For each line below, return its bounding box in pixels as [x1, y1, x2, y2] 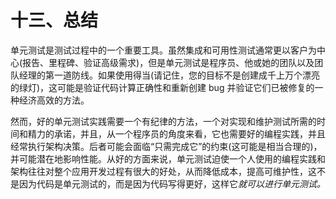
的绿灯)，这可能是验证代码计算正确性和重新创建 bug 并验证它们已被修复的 [10, 81, 315, 93]
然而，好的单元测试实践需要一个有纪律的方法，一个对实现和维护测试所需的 [10, 115, 317, 127]
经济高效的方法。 [18, 94, 90, 106]
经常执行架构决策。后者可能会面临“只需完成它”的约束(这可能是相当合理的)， [10, 140, 323, 152]
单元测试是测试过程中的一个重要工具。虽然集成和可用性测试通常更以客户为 [10, 44, 317, 56]
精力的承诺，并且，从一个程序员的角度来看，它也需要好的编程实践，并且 [27, 127, 326, 140]
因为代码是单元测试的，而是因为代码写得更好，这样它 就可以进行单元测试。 [18, 177, 326, 190]
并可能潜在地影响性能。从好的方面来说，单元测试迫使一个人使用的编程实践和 [10, 152, 326, 165]
